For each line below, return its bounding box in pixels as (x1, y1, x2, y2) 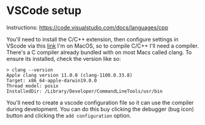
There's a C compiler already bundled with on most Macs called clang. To (6, 48, 192, 55)
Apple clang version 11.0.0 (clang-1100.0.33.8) (6, 72, 133, 78)
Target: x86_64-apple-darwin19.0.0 (6, 77, 97, 84)
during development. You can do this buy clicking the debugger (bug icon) (6, 105, 195, 113)
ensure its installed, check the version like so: (6, 55, 121, 62)
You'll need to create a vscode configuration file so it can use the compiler (6, 99, 194, 106)
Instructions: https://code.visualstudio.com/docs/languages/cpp (6, 24, 168, 31)
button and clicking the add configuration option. (6, 112, 132, 119)
